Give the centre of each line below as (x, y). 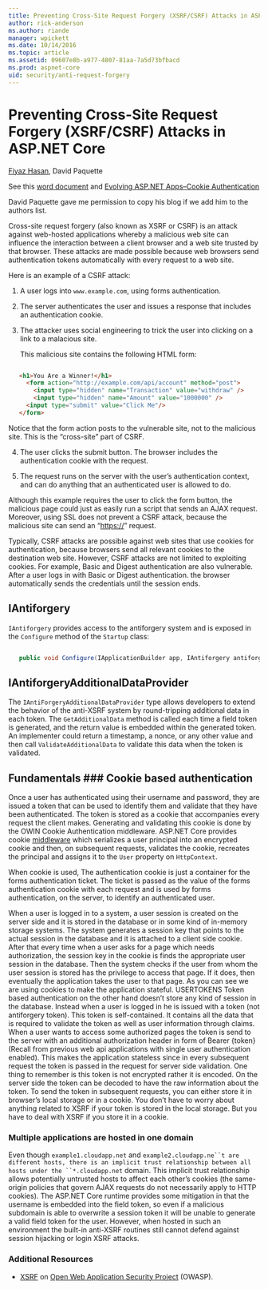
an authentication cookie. (61, 314)
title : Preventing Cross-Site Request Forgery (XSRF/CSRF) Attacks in (128, 16)
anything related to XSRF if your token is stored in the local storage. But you (133, 1108)
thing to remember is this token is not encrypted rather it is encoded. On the (133, 1075)
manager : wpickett (39, 38)
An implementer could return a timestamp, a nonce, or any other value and (131, 736)
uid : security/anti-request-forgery (69, 75)
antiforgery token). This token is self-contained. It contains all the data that (131, 1015)
